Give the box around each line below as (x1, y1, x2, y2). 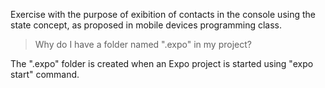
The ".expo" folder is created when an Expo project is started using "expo (10, 58, 314, 69)
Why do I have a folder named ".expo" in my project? (34, 39, 252, 50)
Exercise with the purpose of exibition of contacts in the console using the (10, 9, 316, 20)
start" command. (10, 69, 80, 80)
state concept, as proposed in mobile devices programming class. (10, 19, 283, 31)
